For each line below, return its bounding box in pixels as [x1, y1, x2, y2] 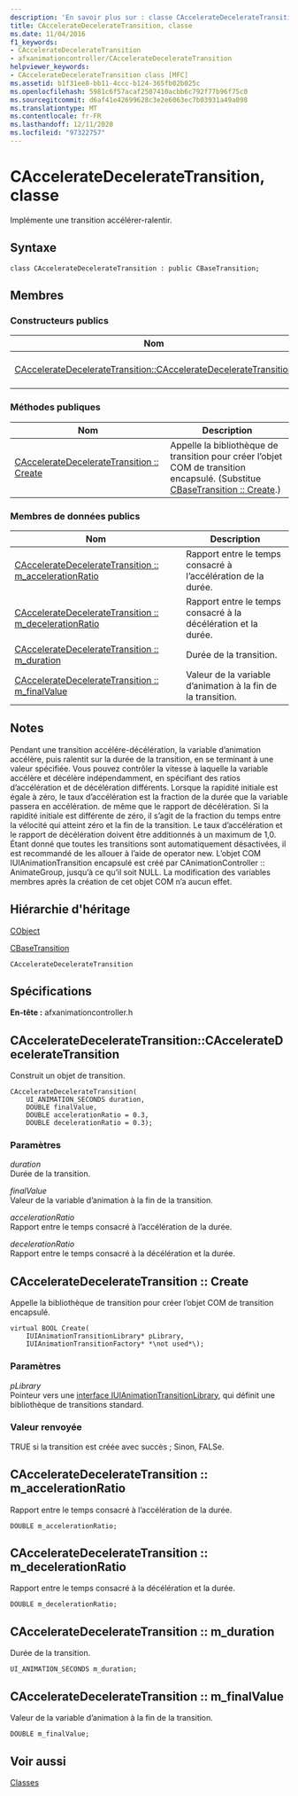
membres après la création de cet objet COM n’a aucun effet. [10, 876, 233, 886]
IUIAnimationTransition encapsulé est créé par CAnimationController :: [10, 857, 265, 868]
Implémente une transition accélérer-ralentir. [10, 215, 172, 225]
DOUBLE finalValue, [26, 1103, 98, 1113]
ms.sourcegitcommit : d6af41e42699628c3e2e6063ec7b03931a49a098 [10, 95, 248, 105]
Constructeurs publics [10, 314, 109, 326]
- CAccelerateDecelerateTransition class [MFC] [10, 71, 189, 80]
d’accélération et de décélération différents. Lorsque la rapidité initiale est [10, 782, 279, 793]
